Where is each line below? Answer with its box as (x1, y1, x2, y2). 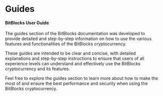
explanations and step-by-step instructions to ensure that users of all (5, 56, 144, 61)
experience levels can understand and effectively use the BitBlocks (5, 61, 140, 67)
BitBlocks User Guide (5, 19, 49, 25)
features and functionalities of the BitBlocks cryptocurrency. (5, 41, 126, 47)
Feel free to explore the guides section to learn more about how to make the (5, 76, 158, 81)
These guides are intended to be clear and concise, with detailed (5, 50, 136, 57)
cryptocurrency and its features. (5, 66, 70, 72)
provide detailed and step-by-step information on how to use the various (5, 36, 152, 42)
